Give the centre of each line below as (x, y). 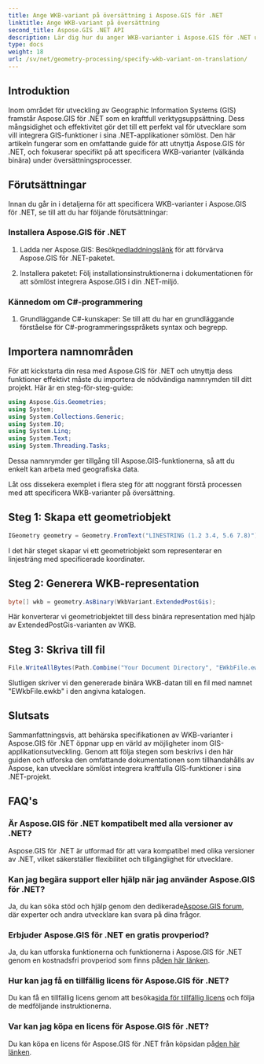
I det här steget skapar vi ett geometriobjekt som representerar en (115, 550)
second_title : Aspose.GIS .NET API (66, 30)
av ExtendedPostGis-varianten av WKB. (72, 625)
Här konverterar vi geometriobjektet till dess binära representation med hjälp (132, 617)
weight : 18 (26, 52)
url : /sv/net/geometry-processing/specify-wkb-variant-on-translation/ (128, 60)
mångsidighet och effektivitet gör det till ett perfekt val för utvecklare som (127, 127)
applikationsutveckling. (46, 751)
